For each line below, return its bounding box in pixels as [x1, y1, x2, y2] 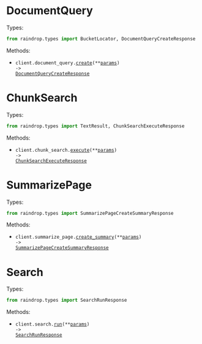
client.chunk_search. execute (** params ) [15, 147, 118, 153]
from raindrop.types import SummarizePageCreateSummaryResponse [6, 210, 174, 216]
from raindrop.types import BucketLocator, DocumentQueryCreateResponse [6, 36, 196, 42]
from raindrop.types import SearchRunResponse [6, 297, 127, 304]
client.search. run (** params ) [15, 321, 90, 327]
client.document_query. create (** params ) [15, 59, 120, 66]
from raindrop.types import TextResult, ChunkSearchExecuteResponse [6, 123, 185, 129]
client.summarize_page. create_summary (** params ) [15, 234, 142, 241]
